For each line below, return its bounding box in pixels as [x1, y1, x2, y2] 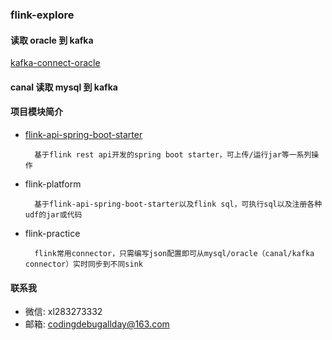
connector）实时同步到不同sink [24, 259, 143, 269]
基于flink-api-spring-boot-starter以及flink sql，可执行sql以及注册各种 [34, 199, 323, 209]
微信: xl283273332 [24, 306, 103, 318]
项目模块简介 [10, 106, 63, 118]
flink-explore [10, 8, 75, 22]
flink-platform [24, 178, 82, 190]
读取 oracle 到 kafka [10, 34, 94, 46]
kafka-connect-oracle [10, 57, 101, 69]
